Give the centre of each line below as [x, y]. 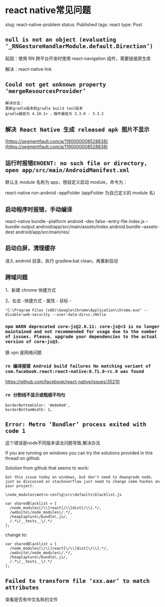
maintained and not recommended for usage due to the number [81, 331]
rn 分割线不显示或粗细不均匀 [35, 395]
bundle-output [20, 227]
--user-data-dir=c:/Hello [79, 314]
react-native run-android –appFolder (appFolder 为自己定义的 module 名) [80, 193]
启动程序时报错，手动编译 [39, 210]
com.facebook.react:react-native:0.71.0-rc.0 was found [74, 371]
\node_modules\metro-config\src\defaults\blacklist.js [63, 495]
